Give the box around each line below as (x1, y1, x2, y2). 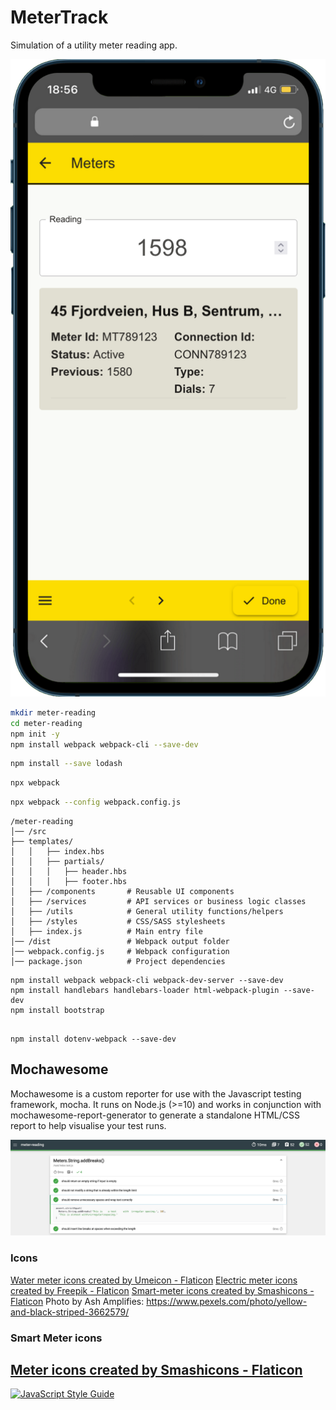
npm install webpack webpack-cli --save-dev (10, 739, 199, 750)
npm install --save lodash (10, 759, 123, 769)
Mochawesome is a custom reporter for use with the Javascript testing (10, 1087, 302, 1100)
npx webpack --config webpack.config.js (10, 797, 182, 808)
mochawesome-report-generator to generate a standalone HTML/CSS (10, 1109, 301, 1121)
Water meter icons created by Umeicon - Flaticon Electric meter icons (10, 1274, 298, 1286)
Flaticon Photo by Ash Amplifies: (10, 1295, 145, 1307)
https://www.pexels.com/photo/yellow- (146, 1295, 308, 1307)
